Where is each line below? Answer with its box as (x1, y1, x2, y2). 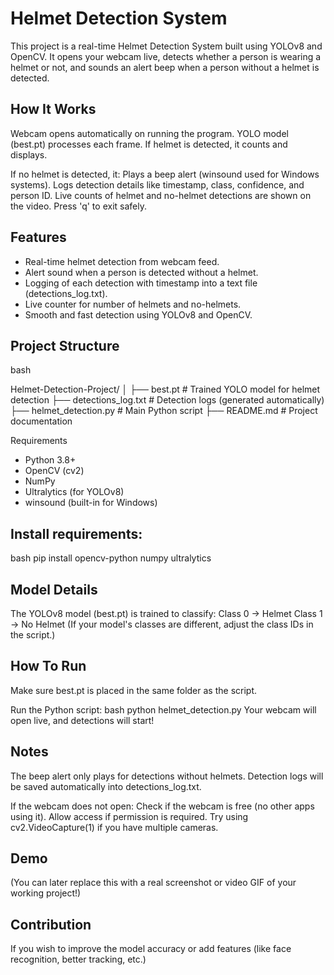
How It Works (10, 101, 97, 118)
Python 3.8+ (24, 454, 77, 466)
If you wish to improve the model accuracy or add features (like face (10, 943, 292, 955)
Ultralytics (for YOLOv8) (24, 486, 125, 498)
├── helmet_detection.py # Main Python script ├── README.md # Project (10, 405, 318, 417)
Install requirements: (10, 525, 143, 542)
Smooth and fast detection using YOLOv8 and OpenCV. (24, 308, 253, 321)
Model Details (10, 581, 98, 598)
